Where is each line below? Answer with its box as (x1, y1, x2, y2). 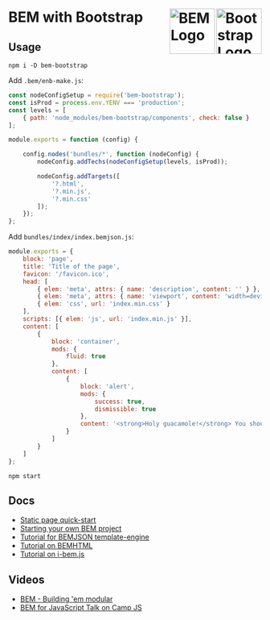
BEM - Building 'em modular (19, 594, 113, 604)
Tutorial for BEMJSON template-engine (19, 532, 150, 542)
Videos (8, 572, 45, 586)
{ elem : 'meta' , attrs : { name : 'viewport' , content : (37, 293, 221, 301)
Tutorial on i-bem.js (19, 549, 85, 560)
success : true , (94, 397, 146, 406)
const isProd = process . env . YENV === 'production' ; (8, 98, 185, 106)
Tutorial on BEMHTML (19, 541, 93, 551)
